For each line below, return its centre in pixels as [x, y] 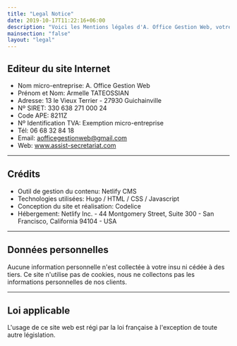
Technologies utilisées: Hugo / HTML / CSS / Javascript [98, 199]
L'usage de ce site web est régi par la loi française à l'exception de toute [112, 328]
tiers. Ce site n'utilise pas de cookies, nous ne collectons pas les [101, 274]
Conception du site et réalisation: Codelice [79, 206]
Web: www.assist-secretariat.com [67, 145]
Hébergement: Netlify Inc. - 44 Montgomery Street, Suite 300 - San [116, 214]
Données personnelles [58, 250]
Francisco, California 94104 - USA [67, 221]
